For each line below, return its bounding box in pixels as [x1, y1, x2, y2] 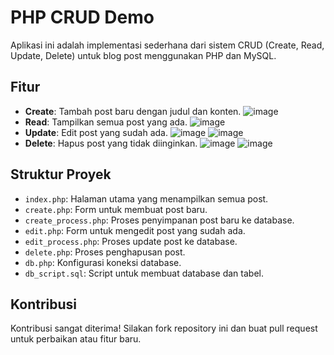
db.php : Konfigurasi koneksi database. [24, 256, 182, 268]
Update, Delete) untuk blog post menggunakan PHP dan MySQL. [10, 49, 277, 61]
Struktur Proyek [10, 166, 112, 183]
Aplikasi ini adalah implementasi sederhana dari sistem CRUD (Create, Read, [10, 39, 325, 51]
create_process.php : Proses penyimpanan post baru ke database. [24, 214, 295, 226]
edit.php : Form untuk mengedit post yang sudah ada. [24, 224, 246, 236]
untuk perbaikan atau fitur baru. [10, 333, 142, 345]
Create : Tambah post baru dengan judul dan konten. [24, 105, 242, 117]
